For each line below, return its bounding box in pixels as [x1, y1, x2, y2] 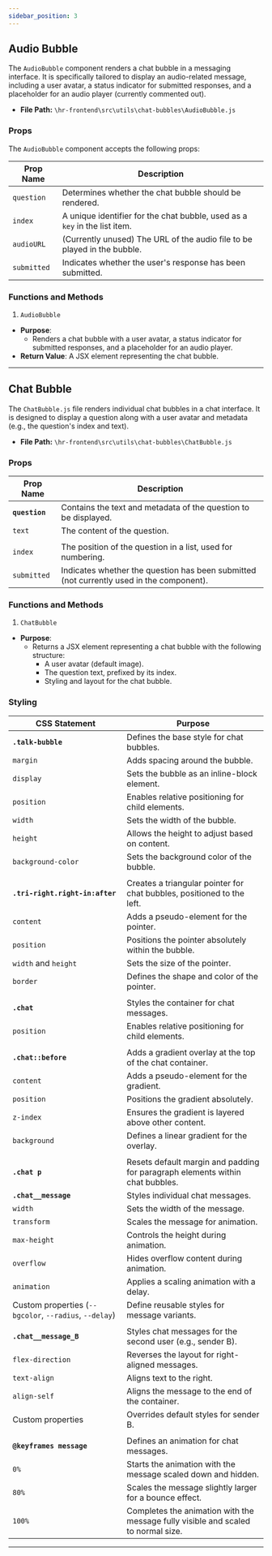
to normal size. [126, 1525, 183, 1537]
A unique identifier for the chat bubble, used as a [62, 210, 248, 221]
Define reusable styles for [126, 1299, 225, 1310]
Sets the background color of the [126, 851, 253, 862]
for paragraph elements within [126, 1166, 241, 1177]
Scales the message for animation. [126, 1216, 258, 1227]
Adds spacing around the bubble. [126, 754, 253, 766]
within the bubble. [126, 944, 195, 956]
